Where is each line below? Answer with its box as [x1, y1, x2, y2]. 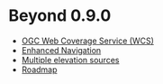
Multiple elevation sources [21, 54, 120, 65]
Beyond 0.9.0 [8, 5, 112, 26]
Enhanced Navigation [21, 44, 102, 55]
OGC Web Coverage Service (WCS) [21, 35, 154, 46]
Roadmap [21, 64, 58, 75]
